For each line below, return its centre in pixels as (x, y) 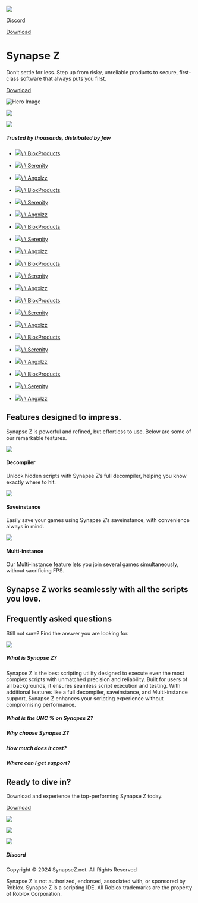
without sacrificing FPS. (35, 571)
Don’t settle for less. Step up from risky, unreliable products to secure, (92, 72)
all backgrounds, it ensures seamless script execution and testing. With (93, 685)
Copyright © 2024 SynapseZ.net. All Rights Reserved (72, 870)
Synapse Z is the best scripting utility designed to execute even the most (95, 673)
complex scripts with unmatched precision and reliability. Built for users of (97, 679)
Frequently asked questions (59, 619)
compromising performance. (41, 704)
